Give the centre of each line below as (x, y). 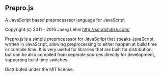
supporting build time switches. (37, 60)
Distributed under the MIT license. (40, 69)
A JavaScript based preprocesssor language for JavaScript (65, 20)
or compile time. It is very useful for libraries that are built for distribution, (79, 49)
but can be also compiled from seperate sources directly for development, (80, 54)
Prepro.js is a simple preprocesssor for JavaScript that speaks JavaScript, (80, 39)
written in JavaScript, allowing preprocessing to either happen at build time (81, 44)
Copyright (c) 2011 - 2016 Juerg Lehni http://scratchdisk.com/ (67, 29)
